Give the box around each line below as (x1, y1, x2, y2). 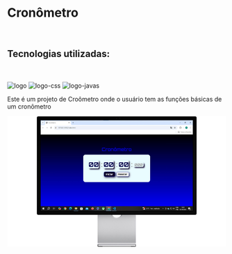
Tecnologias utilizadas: (7, 48, 110, 60)
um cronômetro (7, 102, 52, 111)
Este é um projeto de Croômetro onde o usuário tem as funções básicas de (7, 95, 222, 103)
